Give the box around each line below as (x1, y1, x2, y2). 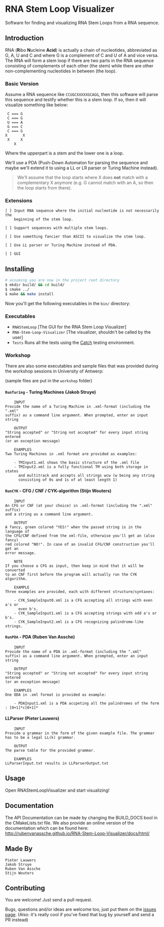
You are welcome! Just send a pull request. (5, 897, 92, 903)
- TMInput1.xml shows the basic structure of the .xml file (14, 460, 139, 465)
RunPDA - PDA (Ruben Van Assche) (5, 634, 75, 640)
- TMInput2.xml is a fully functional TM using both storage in (14, 464, 148, 469)
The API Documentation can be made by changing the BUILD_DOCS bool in (5, 814, 158, 820)
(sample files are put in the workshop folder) (5, 378, 92, 384)
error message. (5, 550, 36, 556)
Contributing (5, 884, 45, 892)
